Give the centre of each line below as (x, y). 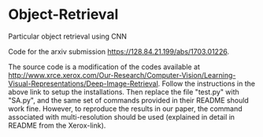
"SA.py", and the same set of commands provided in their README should (129, 100)
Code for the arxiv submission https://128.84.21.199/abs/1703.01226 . (119, 51)
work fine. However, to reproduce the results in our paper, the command (125, 109)
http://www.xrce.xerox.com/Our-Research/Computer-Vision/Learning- (122, 75)
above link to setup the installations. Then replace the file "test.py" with (124, 91)
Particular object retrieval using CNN (68, 36)
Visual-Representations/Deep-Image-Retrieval (83, 83)
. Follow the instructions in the (207, 83)
